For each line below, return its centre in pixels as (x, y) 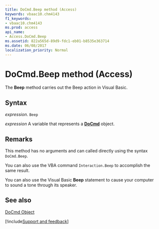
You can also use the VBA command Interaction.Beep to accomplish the (78, 165)
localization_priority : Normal (37, 50)
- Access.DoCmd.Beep (26, 37)
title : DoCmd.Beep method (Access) (41, 9)
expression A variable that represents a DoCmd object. (60, 124)
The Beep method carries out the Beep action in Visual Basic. (66, 87)
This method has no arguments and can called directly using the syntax (76, 151)
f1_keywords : (18, 18)
